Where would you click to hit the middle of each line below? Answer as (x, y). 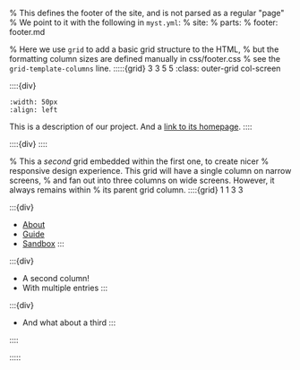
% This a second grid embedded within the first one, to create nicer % (139, 161)
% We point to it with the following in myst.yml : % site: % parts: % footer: (144, 22)
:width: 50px (34, 102)
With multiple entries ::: (65, 288)
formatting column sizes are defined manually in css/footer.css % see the (145, 59)
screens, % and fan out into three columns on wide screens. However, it (142, 180)
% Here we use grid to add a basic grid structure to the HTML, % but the (144, 49)
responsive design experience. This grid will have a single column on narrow (150, 171)
